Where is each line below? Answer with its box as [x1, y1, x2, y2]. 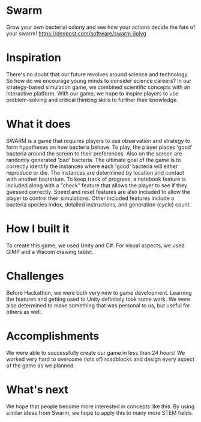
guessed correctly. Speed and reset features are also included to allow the [6, 188, 190, 195]
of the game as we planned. [6, 361, 75, 369]
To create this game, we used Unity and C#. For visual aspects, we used [6, 241, 185, 249]
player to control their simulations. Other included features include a [6, 194, 175, 202]
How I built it [6, 222, 70, 235]
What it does [6, 118, 71, 131]
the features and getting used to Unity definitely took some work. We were [6, 295, 191, 303]
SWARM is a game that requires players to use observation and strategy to [6, 137, 191, 144]
